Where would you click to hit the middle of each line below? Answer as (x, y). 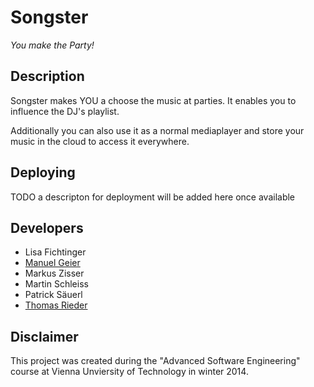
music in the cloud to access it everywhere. (100, 141)
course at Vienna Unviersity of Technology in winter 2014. (129, 372)
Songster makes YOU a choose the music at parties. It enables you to (153, 100)
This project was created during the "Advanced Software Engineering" (155, 361)
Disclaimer (44, 336)
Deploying (43, 172)
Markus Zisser (54, 273)
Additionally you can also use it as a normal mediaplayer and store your (157, 130)
